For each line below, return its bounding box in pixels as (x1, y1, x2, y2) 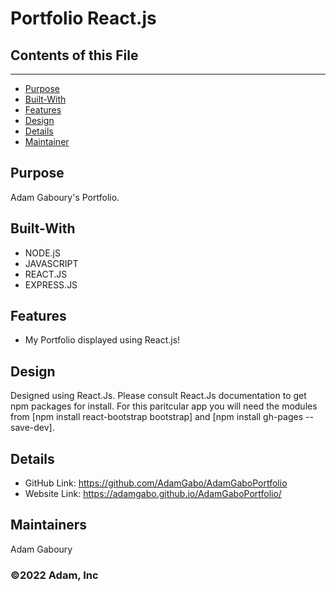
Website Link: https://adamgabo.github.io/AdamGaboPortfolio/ (24, 488, 282, 500)
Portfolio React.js (10, 7, 157, 30)
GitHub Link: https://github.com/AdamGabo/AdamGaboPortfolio (24, 477, 288, 489)
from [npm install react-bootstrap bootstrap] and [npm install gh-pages (10, 411, 304, 423)
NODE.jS (24, 247, 61, 259)
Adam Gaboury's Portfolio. (10, 191, 120, 203)
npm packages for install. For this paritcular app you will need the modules (10, 400, 318, 412)
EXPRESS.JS (24, 278, 78, 291)
